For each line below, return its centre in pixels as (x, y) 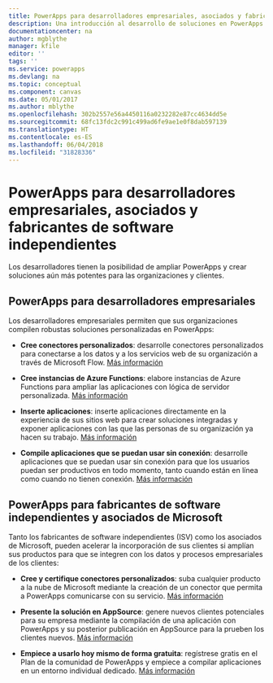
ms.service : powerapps (47, 69)
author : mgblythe (38, 39)
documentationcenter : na (50, 31)
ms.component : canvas (45, 92)
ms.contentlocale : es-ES (50, 137)
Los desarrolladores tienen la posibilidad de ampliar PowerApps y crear (128, 267)
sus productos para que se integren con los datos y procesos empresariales (136, 554)
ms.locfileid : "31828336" (52, 152)
